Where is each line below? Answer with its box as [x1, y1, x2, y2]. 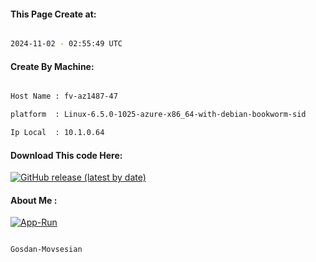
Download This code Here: [10, 149, 123, 161]
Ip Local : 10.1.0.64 [10, 128, 105, 138]
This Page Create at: [10, 8, 97, 20]
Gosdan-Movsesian [10, 245, 83, 255]
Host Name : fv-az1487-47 [10, 91, 118, 102]
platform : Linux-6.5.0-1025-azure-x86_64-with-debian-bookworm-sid [10, 110, 307, 120]
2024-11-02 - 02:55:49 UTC [10, 39, 123, 49]
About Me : [10, 194, 58, 206]
